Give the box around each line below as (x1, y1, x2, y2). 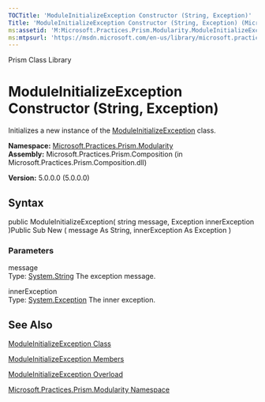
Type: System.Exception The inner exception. (8, 295, 156, 305)
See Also (8, 317, 53, 332)
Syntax (8, 196, 44, 209)
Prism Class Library (8, 55, 72, 65)
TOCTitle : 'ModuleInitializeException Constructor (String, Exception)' (8, 11, 252, 20)
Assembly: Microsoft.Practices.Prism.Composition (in (8, 149, 183, 159)
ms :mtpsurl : (8, 33, 47, 42)
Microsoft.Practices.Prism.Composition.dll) (8, 158, 147, 167)
